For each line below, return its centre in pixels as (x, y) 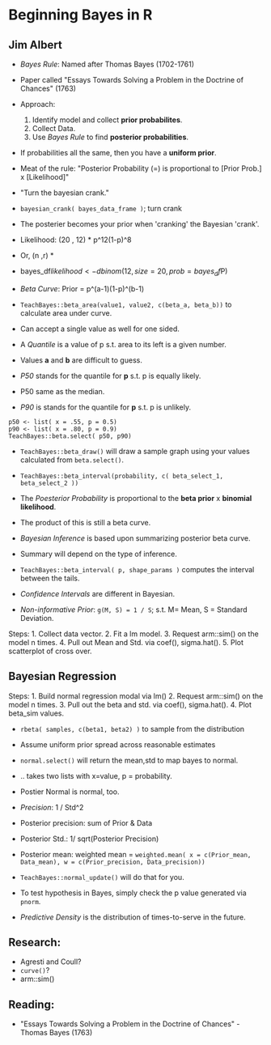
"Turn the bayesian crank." (64, 193)
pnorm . (30, 901)
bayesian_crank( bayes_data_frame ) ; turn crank (101, 208)
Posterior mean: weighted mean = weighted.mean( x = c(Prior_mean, (135, 854)
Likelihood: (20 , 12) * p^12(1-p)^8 (76, 240)
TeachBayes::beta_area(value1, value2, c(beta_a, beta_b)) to (126, 304)
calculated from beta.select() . (72, 460)
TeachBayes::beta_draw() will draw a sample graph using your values (135, 451)
